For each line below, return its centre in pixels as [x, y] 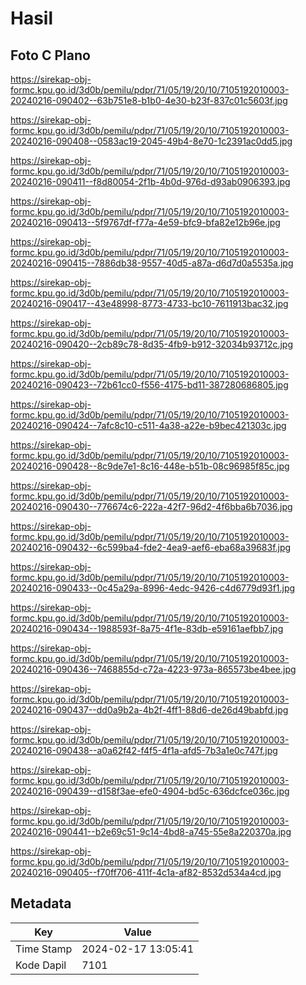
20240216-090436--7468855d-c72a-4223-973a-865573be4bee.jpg [153, 669]
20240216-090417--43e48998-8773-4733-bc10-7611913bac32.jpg [149, 303]
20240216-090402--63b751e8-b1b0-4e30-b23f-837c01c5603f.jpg [149, 100]
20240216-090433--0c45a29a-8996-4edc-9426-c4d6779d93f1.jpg [153, 588]
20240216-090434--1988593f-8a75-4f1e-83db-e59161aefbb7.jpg [147, 628]
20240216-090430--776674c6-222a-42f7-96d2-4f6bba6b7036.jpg [151, 506]
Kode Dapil [41, 965]
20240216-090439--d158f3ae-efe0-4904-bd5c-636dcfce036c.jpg [150, 791]
